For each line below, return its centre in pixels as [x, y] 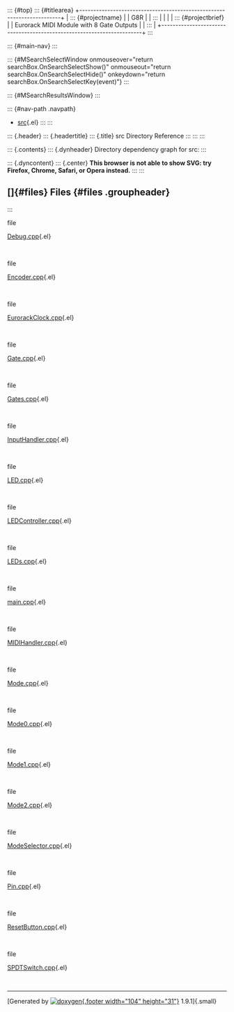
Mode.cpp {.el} [28, 683]
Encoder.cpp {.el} [31, 277]
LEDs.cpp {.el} [27, 561]
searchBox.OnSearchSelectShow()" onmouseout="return [89, 67]
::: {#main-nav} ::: [32, 46]
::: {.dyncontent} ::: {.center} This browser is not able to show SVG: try [109, 163]
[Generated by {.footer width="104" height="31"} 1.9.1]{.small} [112, 1001]
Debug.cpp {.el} [29, 236]
